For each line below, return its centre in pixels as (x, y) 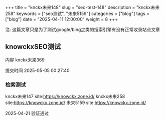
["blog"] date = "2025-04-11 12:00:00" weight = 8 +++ (61, 19)
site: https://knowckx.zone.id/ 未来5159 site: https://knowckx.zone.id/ (76, 103)
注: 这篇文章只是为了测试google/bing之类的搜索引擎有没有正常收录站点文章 (83, 29)
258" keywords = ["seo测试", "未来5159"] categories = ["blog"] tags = (77, 13)
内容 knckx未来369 (25, 59)
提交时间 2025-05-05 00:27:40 (37, 70)
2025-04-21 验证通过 (27, 113)
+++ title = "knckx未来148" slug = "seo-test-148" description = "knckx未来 (82, 7)
